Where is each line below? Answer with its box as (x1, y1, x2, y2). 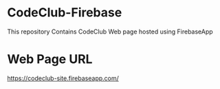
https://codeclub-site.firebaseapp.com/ (7, 74, 119, 82)
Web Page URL (7, 51, 93, 67)
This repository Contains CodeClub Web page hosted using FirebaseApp (7, 27, 213, 36)
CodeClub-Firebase (7, 5, 122, 21)
